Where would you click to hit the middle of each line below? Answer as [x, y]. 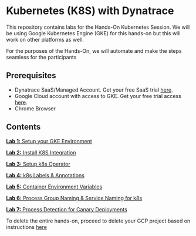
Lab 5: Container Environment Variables [54, 187]
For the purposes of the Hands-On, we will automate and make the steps [94, 50]
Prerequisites [31, 75]
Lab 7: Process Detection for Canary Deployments [67, 209]
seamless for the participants [41, 57]
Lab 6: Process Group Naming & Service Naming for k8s [74, 198]
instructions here [26, 227]
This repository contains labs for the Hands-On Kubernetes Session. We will [98, 27]
